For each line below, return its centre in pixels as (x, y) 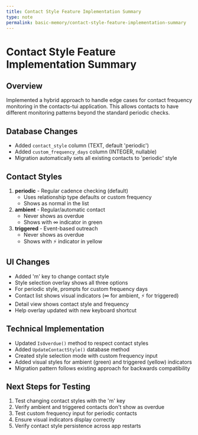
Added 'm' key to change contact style (62, 276)
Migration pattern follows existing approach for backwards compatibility (102, 368)
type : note (20, 17)
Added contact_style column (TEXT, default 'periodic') (82, 146)
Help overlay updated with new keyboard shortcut (76, 310)
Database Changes (42, 131)
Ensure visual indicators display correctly (65, 420)
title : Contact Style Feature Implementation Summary (74, 12)
